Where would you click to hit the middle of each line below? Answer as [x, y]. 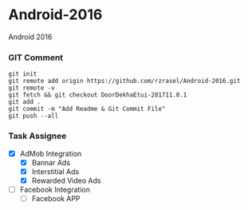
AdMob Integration [51, 153]
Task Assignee [37, 136]
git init [23, 74]
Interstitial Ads [55, 171]
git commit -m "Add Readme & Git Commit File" [87, 109]
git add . [25, 102]
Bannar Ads [51, 162]
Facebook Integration [55, 189]
